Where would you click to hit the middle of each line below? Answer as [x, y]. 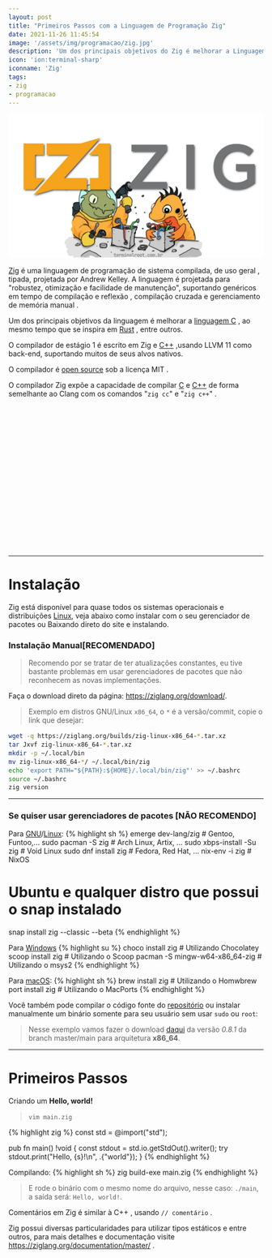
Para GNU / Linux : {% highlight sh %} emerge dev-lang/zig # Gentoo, [121, 833]
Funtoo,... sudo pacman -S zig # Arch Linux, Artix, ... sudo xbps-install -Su [132, 842]
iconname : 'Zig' [36, 69]
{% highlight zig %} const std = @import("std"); [88, 1132]
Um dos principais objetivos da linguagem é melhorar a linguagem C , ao [130, 321]
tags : [17, 77]
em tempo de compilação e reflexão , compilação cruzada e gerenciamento [134, 296]
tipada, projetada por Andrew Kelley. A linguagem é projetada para [119, 279]
